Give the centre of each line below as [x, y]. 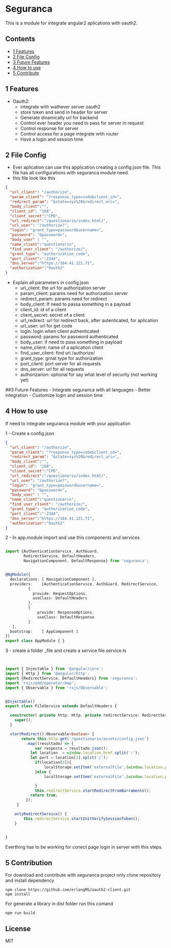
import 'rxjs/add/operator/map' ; [41, 683]
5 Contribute [26, 73]
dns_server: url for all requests [52, 369]
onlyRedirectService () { [41, 814]
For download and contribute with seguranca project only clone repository [83, 875]
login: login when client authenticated [60, 331]
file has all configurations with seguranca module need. [71, 173]
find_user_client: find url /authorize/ [58, 353]
